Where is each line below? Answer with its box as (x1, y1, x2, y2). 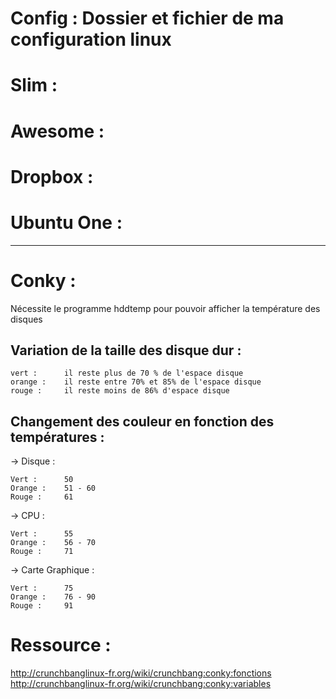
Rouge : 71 (10, 547, 74, 557)
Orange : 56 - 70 (10, 538, 97, 548)
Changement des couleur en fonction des (10, 413, 275, 430)
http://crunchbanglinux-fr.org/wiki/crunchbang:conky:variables (10, 678, 272, 690)
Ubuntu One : (10, 211, 123, 234)
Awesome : (10, 120, 105, 142)
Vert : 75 (10, 583, 74, 594)
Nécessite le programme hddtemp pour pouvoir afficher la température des (10, 302, 321, 314)
